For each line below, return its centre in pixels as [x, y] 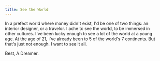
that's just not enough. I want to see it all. [46, 44]
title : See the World [27, 9]
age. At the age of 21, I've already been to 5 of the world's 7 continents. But [80, 39]
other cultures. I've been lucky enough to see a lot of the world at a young [79, 33]
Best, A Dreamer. [22, 53]
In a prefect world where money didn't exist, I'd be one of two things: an [77, 23]
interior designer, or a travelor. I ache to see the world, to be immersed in [78, 28]
